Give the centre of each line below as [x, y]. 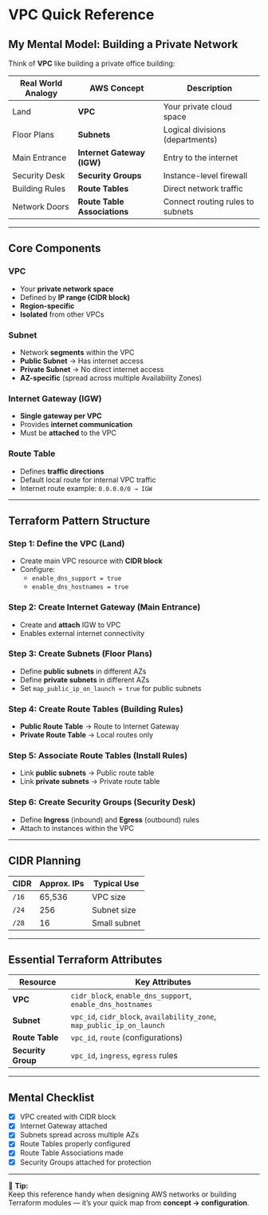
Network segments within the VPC [77, 352]
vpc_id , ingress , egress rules [124, 1056]
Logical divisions [195, 130]
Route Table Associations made [71, 1153]
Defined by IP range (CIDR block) [75, 297]
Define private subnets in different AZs [85, 679]
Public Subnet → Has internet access [81, 361]
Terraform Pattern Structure [79, 520]
